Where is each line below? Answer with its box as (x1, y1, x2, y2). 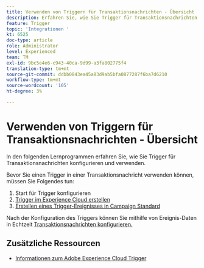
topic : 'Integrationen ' (6, 26, 69, 32)
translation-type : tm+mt (6, 65, 69, 72)
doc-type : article (6, 37, 53, 43)
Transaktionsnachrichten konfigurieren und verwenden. (6, 159, 146, 166)
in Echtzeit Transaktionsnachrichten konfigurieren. (6, 220, 133, 228)
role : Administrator (6, 43, 59, 49)
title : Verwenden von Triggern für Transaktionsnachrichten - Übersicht (6, 9, 195, 15)
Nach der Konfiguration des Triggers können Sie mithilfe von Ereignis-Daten (6, 214, 197, 221)
